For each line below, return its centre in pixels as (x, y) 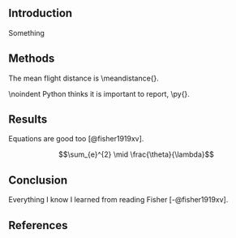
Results (28, 120)
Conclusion (38, 180)
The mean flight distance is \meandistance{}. (84, 78)
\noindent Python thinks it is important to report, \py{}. (99, 93)
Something (26, 32)
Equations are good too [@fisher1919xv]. (76, 139)
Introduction (41, 13)
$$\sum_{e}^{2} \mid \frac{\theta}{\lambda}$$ (136, 154)
